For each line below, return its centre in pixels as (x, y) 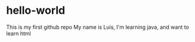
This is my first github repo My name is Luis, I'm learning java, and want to (98, 27)
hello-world (36, 10)
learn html (19, 33)
